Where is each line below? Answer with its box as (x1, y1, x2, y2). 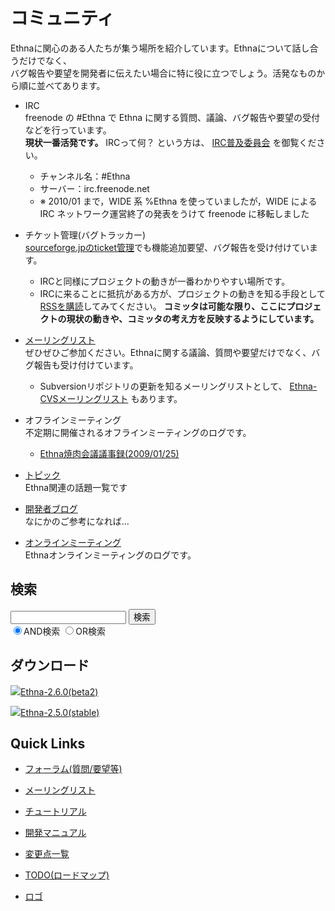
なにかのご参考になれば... (24, 515, 130, 527)
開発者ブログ (24, 502, 78, 514)
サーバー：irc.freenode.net (39, 182, 150, 194)
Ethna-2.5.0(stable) (20, 706, 100, 718)
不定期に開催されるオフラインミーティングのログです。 (24, 426, 252, 438)
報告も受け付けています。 (33, 359, 139, 371)
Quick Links (10, 735, 86, 752)
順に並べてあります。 (18, 79, 106, 91)
